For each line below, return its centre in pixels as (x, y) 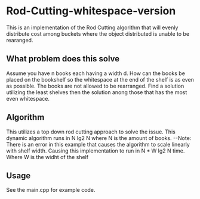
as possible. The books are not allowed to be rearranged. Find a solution (95, 86)
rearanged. (20, 40)
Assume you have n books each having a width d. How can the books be (96, 73)
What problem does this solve (63, 59)
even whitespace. (28, 98)
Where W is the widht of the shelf (47, 157)
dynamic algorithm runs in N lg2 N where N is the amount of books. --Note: (99, 138)
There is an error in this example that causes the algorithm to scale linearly (98, 144)
